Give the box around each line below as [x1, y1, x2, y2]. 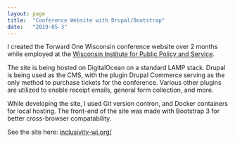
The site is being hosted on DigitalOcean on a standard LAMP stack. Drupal [7, 64, 226, 72]
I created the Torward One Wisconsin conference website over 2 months [7, 43, 218, 51]
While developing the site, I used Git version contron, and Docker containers [7, 100, 229, 108]
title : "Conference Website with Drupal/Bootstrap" [7, 17, 165, 24]
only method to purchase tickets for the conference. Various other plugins [7, 79, 222, 87]
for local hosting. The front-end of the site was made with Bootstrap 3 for [7, 107, 220, 116]
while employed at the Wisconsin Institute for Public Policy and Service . [7, 50, 215, 58]
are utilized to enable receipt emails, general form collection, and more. [7, 86, 214, 95]
